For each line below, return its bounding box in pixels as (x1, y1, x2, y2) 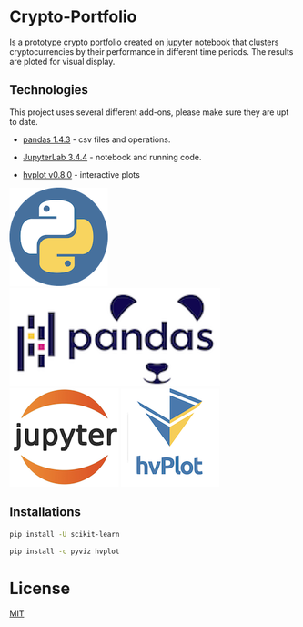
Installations (9, 504, 82, 520)
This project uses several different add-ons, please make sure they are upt (9, 107, 289, 118)
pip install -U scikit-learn (9, 529, 120, 539)
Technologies (9, 82, 89, 98)
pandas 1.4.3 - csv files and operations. (22, 134, 171, 145)
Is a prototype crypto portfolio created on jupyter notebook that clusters (9, 36, 279, 47)
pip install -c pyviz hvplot (9, 547, 120, 557)
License (9, 578, 71, 599)
